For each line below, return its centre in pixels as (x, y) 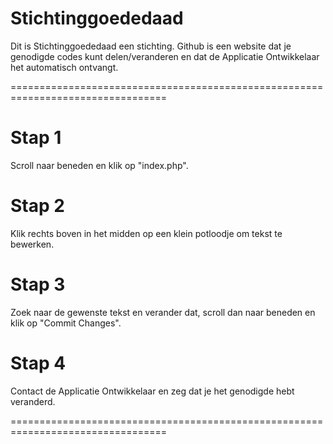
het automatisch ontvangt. (64, 67)
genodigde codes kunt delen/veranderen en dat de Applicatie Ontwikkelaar (165, 56)
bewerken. (32, 244)
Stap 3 (38, 284)
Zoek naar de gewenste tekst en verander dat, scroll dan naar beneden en (163, 312)
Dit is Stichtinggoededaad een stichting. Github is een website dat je (151, 46)
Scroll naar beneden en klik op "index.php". (99, 165)
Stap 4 (38, 363)
